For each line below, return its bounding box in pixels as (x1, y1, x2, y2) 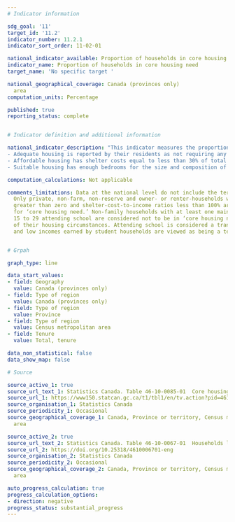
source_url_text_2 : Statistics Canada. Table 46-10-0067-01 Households (7, 439, 224, 446)
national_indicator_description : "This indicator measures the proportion (7, 144, 230, 151)
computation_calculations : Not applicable (7, 176, 133, 183)
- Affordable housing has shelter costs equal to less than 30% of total (7, 157, 227, 164)
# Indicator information (7, 10, 80, 17)
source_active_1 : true (7, 381, 73, 388)
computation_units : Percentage (7, 94, 99, 101)
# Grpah (7, 246, 30, 254)
